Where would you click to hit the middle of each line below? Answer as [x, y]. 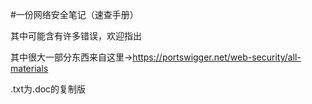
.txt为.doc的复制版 [48, 89]
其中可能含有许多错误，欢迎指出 [76, 36]
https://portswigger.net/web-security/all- [217, 57]
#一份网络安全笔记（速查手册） [74, 14]
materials [29, 68]
